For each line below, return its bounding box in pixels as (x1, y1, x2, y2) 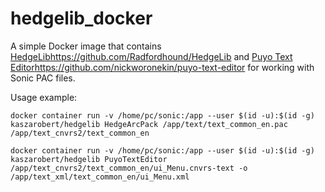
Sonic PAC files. (10, 72, 76, 84)
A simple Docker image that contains (10, 40, 162, 52)
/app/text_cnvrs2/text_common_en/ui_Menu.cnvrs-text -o (10, 163, 248, 173)
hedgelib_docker (10, 7, 153, 30)
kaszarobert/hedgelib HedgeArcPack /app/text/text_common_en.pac (10, 119, 288, 129)
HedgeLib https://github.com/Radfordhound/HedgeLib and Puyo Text (10, 50, 293, 62)
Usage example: (10, 91, 78, 103)
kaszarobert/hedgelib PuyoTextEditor (10, 154, 168, 164)
